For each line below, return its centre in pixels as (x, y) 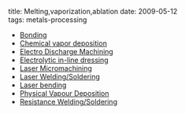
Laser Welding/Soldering (59, 77)
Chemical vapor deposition (63, 43)
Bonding (33, 35)
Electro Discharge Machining (67, 51)
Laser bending (43, 85)
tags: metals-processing (48, 20)
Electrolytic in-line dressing (64, 60)
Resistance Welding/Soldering (68, 102)
